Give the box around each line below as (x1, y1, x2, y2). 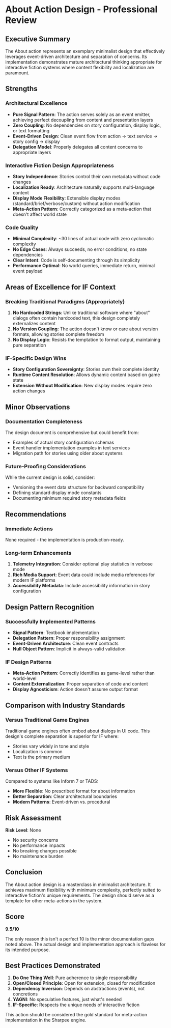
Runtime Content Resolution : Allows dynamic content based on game (12, 372, 160, 378)
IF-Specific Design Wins (5, 355, 67, 362)
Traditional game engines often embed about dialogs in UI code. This (5, 728, 150, 734)
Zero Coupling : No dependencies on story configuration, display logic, (12, 122, 161, 128)
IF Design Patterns (5, 658, 52, 665)
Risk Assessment (5, 813, 62, 822)
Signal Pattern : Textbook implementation (12, 630, 99, 636)
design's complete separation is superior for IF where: (5, 733, 119, 739)
